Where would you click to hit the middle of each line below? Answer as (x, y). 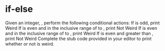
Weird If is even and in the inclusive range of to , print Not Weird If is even (81, 28)
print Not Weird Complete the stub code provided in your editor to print (78, 39)
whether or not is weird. (30, 44)
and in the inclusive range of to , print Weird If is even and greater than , (79, 33)
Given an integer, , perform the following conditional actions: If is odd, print (82, 23)
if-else (19, 9)
